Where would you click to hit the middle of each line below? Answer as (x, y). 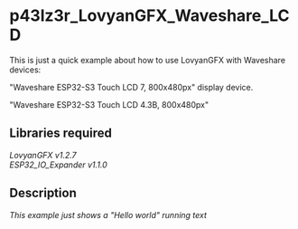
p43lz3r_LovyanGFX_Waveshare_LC (150, 16)
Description (43, 193)
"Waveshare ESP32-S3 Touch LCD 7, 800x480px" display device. (131, 87)
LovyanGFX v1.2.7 (43, 155)
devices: (25, 70)
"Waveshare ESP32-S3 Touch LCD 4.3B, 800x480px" (109, 104)
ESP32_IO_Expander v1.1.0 (59, 165)
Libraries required (61, 134)
